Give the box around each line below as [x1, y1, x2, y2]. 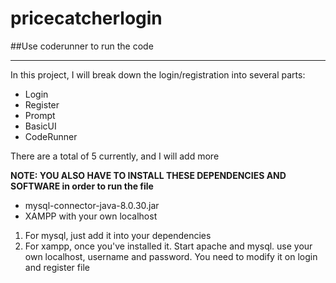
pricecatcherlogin [10, 7, 163, 30]
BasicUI [24, 120, 57, 132]
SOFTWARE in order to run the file [10, 180, 154, 192]
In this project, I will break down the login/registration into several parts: [10, 68, 306, 81]
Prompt [24, 109, 56, 121]
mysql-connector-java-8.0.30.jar [24, 199, 160, 211]
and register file [24, 261, 90, 273]
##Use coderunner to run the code [10, 40, 154, 52]
